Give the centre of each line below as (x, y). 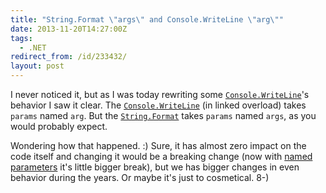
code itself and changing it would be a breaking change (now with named (161, 156)
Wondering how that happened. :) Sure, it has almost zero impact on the (158, 145)
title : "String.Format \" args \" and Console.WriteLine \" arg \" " (147, 19)
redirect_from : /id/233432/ (69, 57)
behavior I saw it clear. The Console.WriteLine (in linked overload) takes (158, 105)
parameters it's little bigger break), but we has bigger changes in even (155, 167)
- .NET (33, 47)
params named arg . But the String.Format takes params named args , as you (163, 115)
